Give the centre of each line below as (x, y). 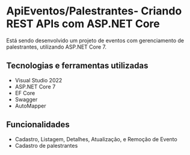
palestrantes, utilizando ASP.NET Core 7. (57, 47)
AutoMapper (30, 106)
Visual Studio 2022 (38, 80)
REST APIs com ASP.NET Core (83, 24)
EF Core (25, 93)
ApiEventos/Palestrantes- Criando (94, 11)
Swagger (26, 99)
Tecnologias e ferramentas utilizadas (77, 66)
